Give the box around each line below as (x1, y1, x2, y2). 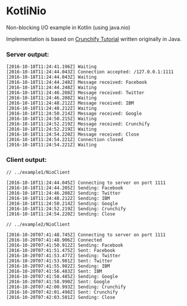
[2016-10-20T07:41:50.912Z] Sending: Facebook (6, 242, 123, 248)
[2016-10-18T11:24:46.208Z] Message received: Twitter (6, 90, 145, 96)
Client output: (6, 156, 47, 164)
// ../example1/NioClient (6, 169, 70, 175)
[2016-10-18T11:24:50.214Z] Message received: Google (6, 111, 142, 117)
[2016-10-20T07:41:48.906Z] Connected (6, 237, 102, 243)
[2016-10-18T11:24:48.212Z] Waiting (6, 105, 97, 111)
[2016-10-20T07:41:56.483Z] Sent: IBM (6, 268, 102, 274)
